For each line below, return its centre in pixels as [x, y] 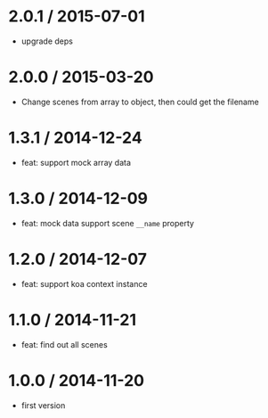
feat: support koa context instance [84, 283]
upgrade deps [47, 41]
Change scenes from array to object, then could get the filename [140, 102]
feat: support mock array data [76, 162]
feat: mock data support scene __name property [108, 223]
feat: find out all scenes [64, 344]
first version [43, 405]
